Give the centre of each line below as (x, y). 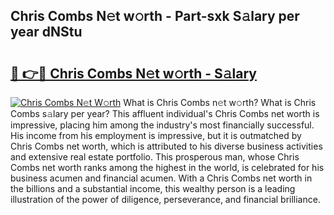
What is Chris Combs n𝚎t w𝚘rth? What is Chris (220, 102)
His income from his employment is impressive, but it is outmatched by (156, 135)
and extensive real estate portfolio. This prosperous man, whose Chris (155, 157)
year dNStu (46, 32)
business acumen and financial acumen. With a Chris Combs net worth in (161, 178)
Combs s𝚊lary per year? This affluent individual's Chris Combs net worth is (165, 113)
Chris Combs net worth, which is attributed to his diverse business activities (166, 146)
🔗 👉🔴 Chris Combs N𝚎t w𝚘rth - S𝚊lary (133, 73)
